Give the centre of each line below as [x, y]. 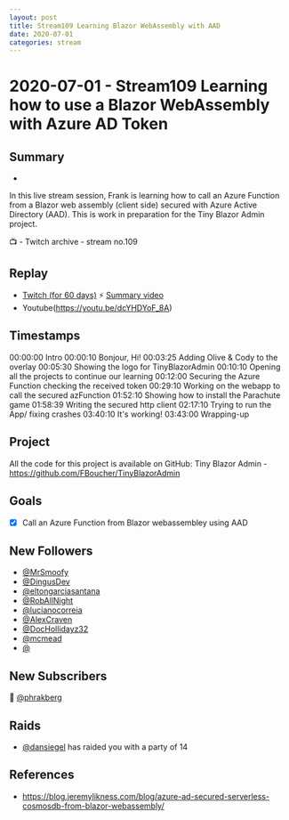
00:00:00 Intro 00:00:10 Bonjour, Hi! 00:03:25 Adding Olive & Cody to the [144, 357]
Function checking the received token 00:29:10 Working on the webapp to [145, 386]
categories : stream [45, 42]
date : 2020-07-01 [41, 34]
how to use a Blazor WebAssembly [140, 106]
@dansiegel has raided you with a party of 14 [105, 747]
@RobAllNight [48, 601]
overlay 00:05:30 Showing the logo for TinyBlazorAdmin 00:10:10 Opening [145, 367]
